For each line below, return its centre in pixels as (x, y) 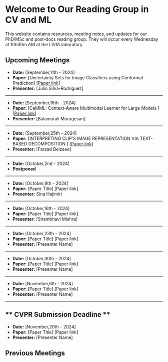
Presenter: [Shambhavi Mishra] (45, 219)
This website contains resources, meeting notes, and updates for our (76, 34)
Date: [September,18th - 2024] (44, 103)
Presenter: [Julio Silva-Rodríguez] (48, 88)
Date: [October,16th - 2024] (41, 208)
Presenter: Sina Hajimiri (37, 194)
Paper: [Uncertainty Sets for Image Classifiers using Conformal (78, 77)
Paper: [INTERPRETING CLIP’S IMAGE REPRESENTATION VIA (75, 138)
